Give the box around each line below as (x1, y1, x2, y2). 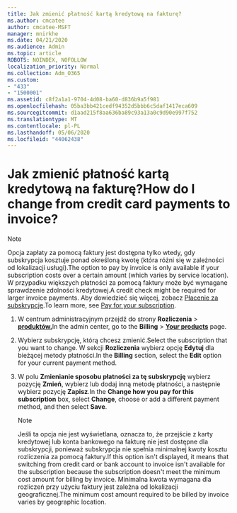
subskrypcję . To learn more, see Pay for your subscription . (7, 301, 177, 310)
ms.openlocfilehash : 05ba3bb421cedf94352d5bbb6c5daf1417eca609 (7, 103, 198, 110)
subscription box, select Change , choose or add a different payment (17, 395, 219, 404)
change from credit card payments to (7, 196, 231, 213)
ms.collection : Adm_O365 (7, 69, 81, 77)
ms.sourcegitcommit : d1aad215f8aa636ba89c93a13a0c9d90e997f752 (7, 109, 198, 116)
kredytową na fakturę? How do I (7, 181, 195, 197)
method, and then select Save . (17, 402, 108, 411)
